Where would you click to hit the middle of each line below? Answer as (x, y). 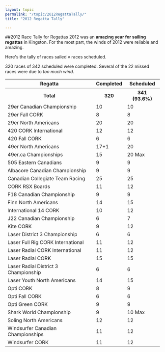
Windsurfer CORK (28, 343)
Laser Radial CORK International (44, 250)
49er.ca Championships (35, 155)
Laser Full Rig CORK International (46, 243)
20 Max (136, 155)
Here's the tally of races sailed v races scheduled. (56, 57)
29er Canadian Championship (42, 107)
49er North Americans (33, 147)
